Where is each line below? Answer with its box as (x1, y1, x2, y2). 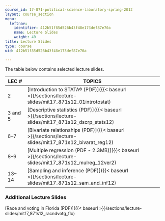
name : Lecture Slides (14, 30, 58, 35)
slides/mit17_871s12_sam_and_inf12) (27, 179, 116, 186)
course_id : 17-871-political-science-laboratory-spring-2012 (5, 7, 133, 12)
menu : (5, 16, 16, 21)
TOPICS (83, 78, 102, 84)
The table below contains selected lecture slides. (5, 66, 104, 72)
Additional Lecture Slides (5, 194, 66, 201)
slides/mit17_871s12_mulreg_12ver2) (27, 159, 117, 166)
